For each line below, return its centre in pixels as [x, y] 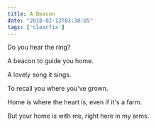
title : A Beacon [31, 14]
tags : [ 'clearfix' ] [36, 27]
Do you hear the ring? [39, 48]
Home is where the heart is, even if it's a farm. [75, 102]
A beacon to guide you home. [50, 61]
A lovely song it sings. [39, 74]
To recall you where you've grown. [58, 89]
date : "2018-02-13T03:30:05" [50, 21]
